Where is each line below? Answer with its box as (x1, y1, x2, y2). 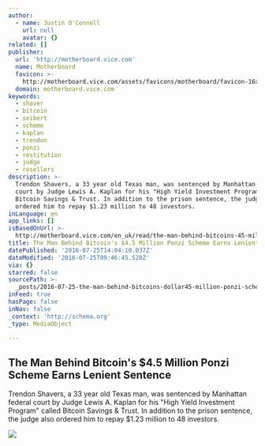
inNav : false (8, 305, 51, 313)
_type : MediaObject (8, 320, 73, 328)
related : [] (8, 41, 47, 49)
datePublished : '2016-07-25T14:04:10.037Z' (8, 246, 154, 254)
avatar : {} (22, 33, 58, 42)
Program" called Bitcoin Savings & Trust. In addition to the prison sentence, (8, 406, 252, 415)
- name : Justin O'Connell (15, 19, 101, 27)
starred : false (8, 268, 58, 276)
